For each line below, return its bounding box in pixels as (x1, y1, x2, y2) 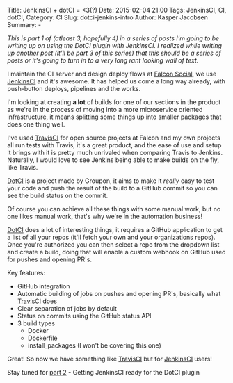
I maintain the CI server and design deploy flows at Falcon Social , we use (7, 70, 217, 78)
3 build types (17, 319, 56, 327)
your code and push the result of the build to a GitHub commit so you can (7, 184, 218, 192)
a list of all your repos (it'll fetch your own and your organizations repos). (7, 233, 216, 241)
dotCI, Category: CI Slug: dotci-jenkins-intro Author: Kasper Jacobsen (7, 13, 209, 22)
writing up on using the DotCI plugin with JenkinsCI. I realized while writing (7, 42, 223, 49)
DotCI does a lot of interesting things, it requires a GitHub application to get (7, 226, 223, 234)
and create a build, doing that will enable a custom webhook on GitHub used (7, 248, 226, 256)
